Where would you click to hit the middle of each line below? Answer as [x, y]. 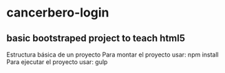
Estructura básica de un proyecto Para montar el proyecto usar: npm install [112, 54]
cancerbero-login [58, 13]
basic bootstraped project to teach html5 [96, 38]
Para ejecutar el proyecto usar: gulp [57, 62]
